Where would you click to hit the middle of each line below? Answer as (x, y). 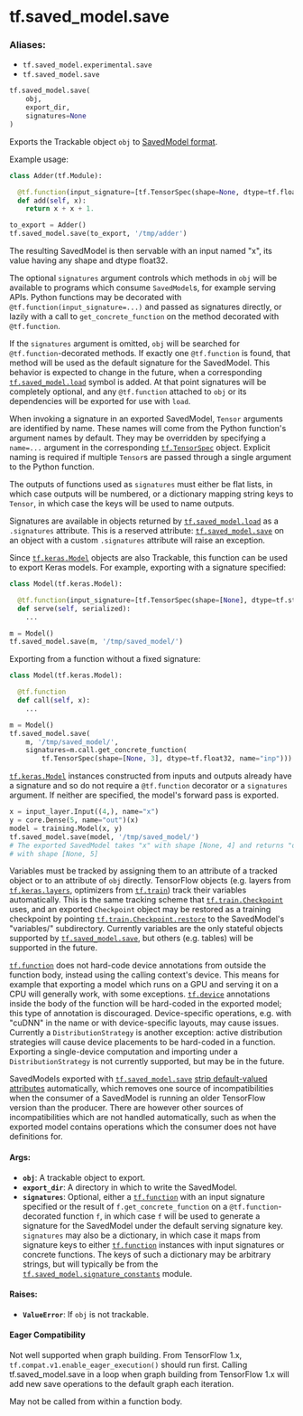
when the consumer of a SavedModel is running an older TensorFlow (138, 1098)
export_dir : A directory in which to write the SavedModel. (129, 1187)
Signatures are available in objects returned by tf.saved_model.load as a (144, 521)
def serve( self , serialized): (74, 609)
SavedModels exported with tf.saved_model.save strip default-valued (138, 1079)
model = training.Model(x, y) (66, 828)
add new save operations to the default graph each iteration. (122, 1384)
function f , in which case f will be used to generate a (161, 1216)
